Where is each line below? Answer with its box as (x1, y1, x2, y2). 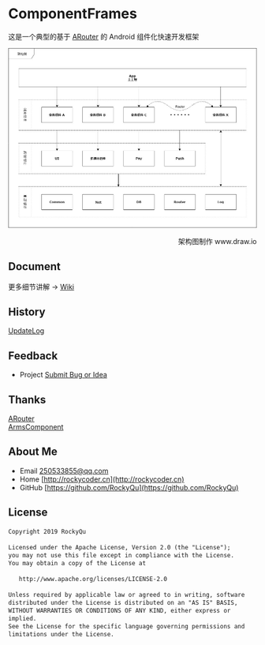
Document (8, 260, 61, 273)
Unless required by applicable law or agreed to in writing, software (8, 591, 245, 598)
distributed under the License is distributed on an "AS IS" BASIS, (8, 598, 238, 606)
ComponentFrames (8, 5, 138, 23)
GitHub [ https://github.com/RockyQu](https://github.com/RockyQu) (19, 482, 239, 492)
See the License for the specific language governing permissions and (8, 622, 245, 630)
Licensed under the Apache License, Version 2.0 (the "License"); (8, 543, 231, 551)
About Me (8, 445, 58, 459)
